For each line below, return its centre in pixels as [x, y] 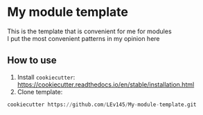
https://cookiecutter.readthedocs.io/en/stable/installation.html [106, 85]
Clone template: [40, 91]
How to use [32, 61]
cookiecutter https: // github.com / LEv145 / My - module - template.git [102, 105]
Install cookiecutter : [46, 77]
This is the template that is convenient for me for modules [89, 31]
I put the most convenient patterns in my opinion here [83, 38]
